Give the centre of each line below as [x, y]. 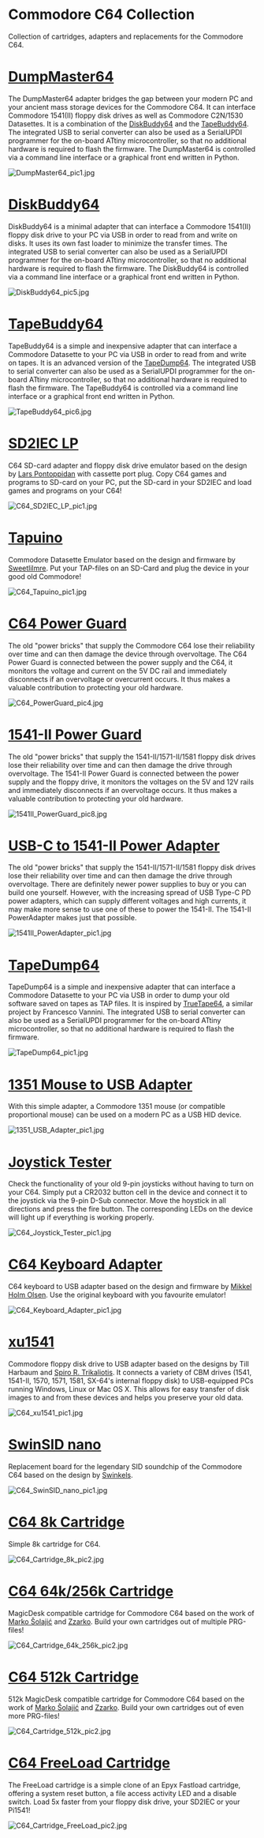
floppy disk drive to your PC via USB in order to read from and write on [123, 235]
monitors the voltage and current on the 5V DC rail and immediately [117, 671]
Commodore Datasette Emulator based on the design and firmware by [122, 559]
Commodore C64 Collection [102, 15]
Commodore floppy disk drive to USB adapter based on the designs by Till [129, 1364]
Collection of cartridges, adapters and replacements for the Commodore [126, 36]
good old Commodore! [45, 576]
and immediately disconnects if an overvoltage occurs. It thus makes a [123, 790]
